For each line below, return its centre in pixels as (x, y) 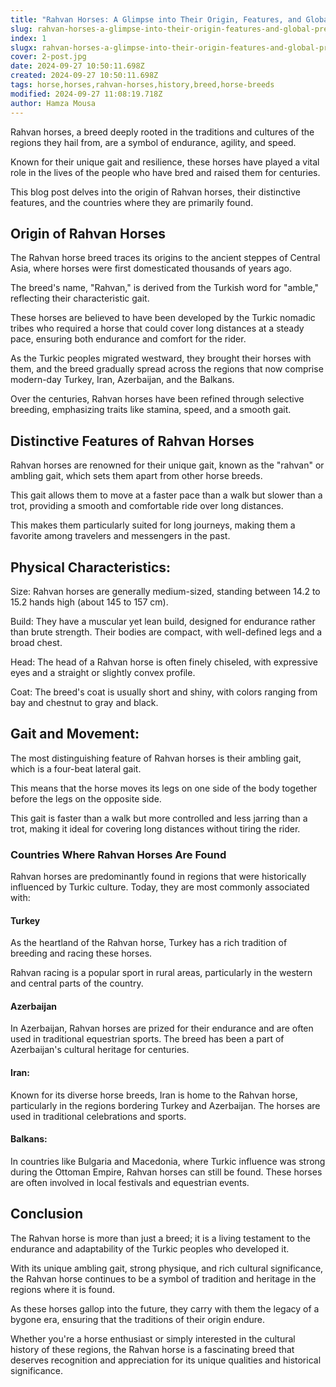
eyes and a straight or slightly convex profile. (103, 672)
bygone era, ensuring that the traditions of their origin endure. (138, 1319)
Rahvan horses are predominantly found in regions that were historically (158, 877)
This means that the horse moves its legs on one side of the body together (164, 788)
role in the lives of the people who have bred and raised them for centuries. (165, 172)
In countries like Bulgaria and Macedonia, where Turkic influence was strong (168, 1161)
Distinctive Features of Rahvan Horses (132, 441)
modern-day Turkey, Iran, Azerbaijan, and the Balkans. (122, 380)
